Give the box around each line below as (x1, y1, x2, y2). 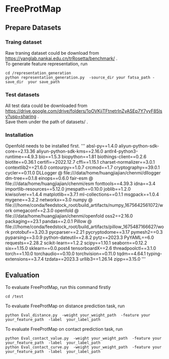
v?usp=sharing (5, 114, 36, 120)
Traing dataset (5, 39, 42, 46)
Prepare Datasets (5, 23, 62, 32)
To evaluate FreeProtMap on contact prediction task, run (5, 326, 123, 332)
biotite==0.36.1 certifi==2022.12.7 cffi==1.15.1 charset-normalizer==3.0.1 (5, 159, 155, 165)
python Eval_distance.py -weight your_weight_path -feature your (5, 313, 151, 318)
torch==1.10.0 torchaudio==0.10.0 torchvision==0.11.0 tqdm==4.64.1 (5, 250, 146, 257)
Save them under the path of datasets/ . (5, 119, 89, 125)
